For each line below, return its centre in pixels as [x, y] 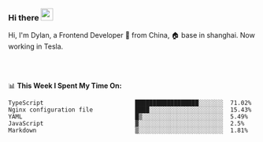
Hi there [24, 17]
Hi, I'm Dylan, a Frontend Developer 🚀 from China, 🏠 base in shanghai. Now [132, 35]
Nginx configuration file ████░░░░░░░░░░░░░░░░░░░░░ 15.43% [130, 110]
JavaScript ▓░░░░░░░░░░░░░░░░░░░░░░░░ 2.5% [126, 124]
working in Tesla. [36, 46]
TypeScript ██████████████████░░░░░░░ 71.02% [130, 103]
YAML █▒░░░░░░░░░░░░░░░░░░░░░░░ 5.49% [128, 117]
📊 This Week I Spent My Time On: [65, 86]
